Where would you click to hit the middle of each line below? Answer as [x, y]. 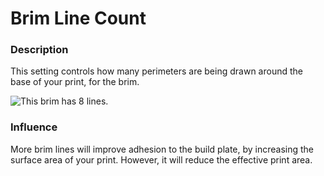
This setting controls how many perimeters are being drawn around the [156, 71]
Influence [34, 127]
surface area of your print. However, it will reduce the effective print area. [161, 159]
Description [39, 50]
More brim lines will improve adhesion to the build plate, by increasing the [162, 149]
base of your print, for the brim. [75, 82]
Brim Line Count [78, 18]
